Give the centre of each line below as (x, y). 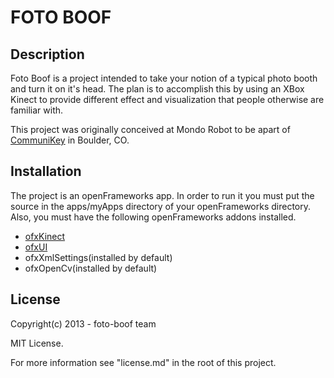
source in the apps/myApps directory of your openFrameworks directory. (161, 206)
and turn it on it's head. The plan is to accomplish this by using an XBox (157, 89)
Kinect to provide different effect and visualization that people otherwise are (167, 99)
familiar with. (37, 110)
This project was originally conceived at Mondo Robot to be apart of (150, 129)
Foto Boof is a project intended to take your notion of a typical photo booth (164, 78)
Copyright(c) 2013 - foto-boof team (83, 323)
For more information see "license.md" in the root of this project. (143, 362)
